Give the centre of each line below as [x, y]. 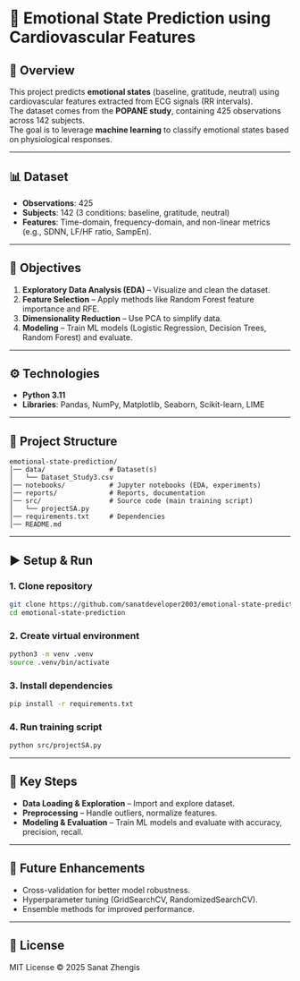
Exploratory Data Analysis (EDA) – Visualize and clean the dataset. [146, 289]
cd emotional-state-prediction [67, 612]
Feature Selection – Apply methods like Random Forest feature [138, 299]
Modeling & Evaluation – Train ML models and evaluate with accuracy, [152, 822]
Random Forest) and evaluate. [77, 337]
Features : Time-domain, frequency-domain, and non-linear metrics [146, 222]
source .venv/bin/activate [59, 662]
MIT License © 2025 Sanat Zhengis [75, 967]
